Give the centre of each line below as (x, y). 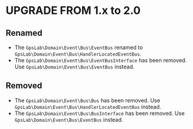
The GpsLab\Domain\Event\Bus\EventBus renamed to (79, 47)
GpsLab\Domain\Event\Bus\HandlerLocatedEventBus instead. (88, 107)
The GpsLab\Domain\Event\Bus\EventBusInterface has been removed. (101, 60)
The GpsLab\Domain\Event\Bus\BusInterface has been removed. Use (100, 113)
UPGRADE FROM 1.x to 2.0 (73, 11)
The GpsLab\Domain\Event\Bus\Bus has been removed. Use (87, 100)
